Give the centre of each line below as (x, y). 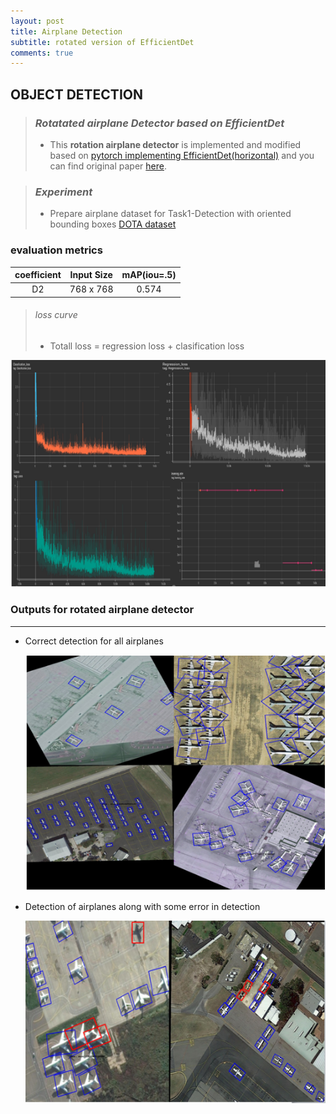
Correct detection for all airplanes (94, 641)
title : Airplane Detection (66, 31)
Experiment (63, 192)
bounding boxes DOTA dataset (113, 224)
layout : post (37, 21)
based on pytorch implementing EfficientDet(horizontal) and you (182, 155)
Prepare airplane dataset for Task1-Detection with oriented (170, 214)
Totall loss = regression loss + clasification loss (147, 346)
